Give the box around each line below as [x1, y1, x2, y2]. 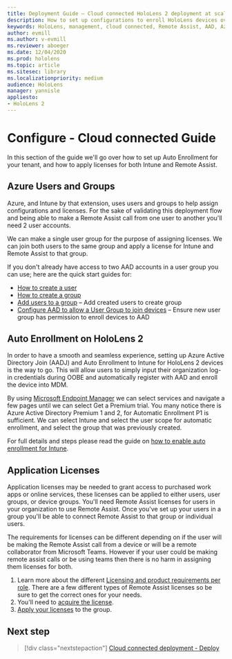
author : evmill [7, 29, 51, 37]
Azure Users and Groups [7, 181, 115, 193]
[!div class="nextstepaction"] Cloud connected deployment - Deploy [23, 644, 220, 652]
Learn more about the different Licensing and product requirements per [17, 576, 221, 584]
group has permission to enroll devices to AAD [17, 313, 150, 321]
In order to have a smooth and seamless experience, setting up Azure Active [7, 351, 224, 360]
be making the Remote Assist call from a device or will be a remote [7, 541, 197, 549]
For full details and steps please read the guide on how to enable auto [7, 437, 206, 446]
